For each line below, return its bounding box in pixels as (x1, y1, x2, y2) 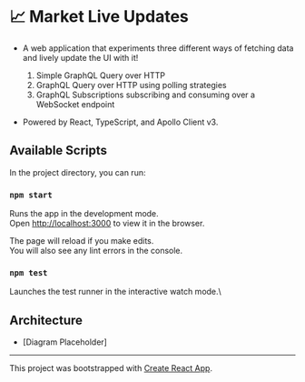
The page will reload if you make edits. (9, 236, 154, 246)
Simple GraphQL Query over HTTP (35, 69, 166, 81)
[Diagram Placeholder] (22, 337, 107, 347)
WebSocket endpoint (35, 98, 115, 109)
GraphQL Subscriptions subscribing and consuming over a (35, 89, 256, 100)
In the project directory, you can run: (9, 166, 146, 177)
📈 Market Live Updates (9, 6, 189, 27)
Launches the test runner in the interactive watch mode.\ (9, 286, 222, 297)
